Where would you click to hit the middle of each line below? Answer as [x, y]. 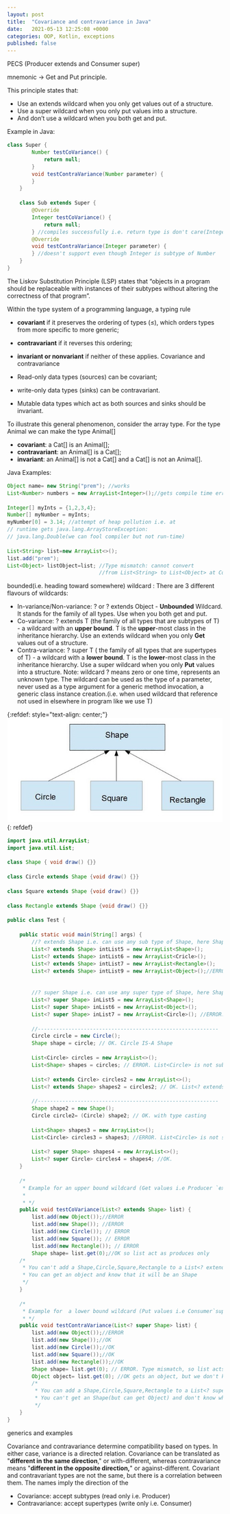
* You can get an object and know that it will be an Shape [110, 1275]
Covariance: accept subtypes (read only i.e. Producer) [94, 1495]
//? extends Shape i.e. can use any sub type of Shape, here [121, 942]
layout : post [26, 14]
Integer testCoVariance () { [72, 217]
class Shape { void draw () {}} [52, 862]
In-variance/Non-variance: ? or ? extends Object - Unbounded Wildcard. [120, 607]
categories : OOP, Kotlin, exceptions [61, 36]
